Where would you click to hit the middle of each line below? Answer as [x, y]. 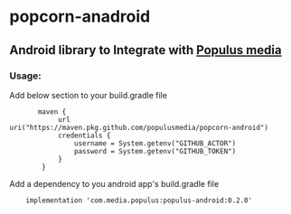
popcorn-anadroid [80, 17]
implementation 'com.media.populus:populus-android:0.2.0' [139, 200]
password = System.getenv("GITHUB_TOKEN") [155, 151]
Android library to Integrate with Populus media [145, 50]
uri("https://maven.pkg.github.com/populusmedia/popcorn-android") [139, 127]
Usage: [26, 76]
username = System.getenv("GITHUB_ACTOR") [155, 143]
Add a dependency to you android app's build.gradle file [114, 183]
